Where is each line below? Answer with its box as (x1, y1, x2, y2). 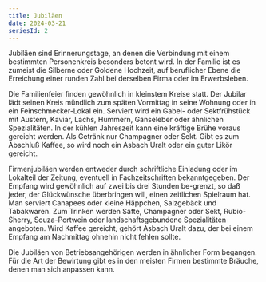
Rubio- (223, 207, 246, 216)
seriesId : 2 (8, 26, 48, 34)
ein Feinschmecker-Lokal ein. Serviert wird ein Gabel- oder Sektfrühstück (8, 106, 251, 116)
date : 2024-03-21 (8, 19, 66, 27)
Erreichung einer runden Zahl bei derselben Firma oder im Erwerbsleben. (8, 73, 249, 84)
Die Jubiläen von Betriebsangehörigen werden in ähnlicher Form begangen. (8, 248, 257, 257)
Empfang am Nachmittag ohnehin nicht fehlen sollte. (8, 232, 181, 242)
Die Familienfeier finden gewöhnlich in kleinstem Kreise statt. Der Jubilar (8, 89, 247, 99)
